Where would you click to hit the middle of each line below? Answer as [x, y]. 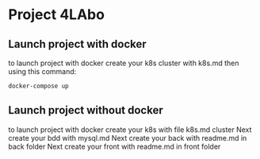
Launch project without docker [86, 110]
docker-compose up [38, 86]
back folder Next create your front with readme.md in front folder [115, 146]
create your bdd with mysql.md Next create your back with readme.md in [128, 138]
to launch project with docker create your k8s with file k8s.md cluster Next [130, 130]
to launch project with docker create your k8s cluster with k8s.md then [124, 63]
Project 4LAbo [57, 15]
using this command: [42, 72]
